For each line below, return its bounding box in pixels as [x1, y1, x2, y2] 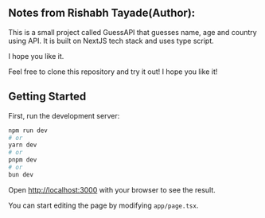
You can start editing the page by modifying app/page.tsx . [8, 200, 199, 210]
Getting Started [8, 90, 87, 103]
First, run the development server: [8, 111, 120, 120]
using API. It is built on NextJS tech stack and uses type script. [8, 36, 215, 45]
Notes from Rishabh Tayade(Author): [8, 6, 196, 20]
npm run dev [8, 127, 48, 134]
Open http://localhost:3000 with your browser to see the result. [8, 185, 216, 194]
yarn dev [8, 141, 37, 150]
